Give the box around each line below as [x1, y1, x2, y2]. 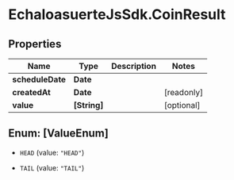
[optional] [163, 100, 201, 110]
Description [110, 61, 157, 71]
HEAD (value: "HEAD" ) [19, 147, 85, 157]
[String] [73, 100, 104, 110]
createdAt [12, 87, 52, 98]
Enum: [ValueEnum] [8, 127, 109, 140]
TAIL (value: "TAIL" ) [19, 163, 85, 172]
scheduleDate [12, 74, 66, 85]
